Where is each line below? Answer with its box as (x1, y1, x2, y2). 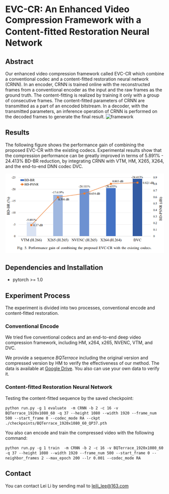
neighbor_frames (5, 456, 39, 461)
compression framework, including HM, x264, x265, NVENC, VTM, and (5, 340, 153, 346)
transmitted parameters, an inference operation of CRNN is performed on (5, 108, 158, 114)
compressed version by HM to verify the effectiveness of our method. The (5, 360, 160, 366)
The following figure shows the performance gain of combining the (5, 142, 145, 148)
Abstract (5, 57, 34, 66)
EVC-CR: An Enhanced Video (5, 4, 130, 15)
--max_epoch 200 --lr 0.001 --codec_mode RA (45, 456, 141, 461)
